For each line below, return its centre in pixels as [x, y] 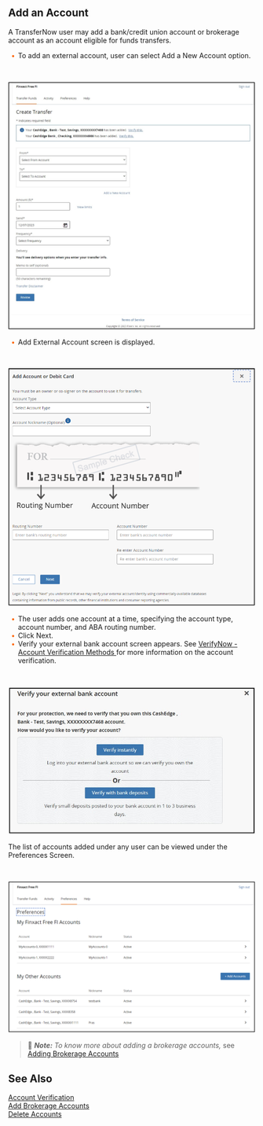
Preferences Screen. [41, 856]
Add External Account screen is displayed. [87, 342]
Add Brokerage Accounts [49, 1106]
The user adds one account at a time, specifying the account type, [126, 619]
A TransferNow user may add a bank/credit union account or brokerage [124, 31]
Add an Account [48, 13]
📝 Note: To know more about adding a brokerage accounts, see [131, 1046]
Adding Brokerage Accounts [73, 1054]
